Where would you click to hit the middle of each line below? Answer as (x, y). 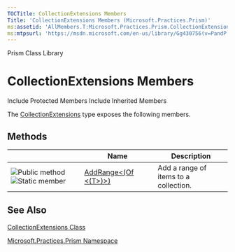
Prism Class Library (35, 53)
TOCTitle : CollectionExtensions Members (67, 14)
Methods (27, 136)
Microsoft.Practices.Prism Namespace (63, 240)
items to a (174, 177)
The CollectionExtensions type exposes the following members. (99, 114)
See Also (27, 210)
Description (191, 156)
